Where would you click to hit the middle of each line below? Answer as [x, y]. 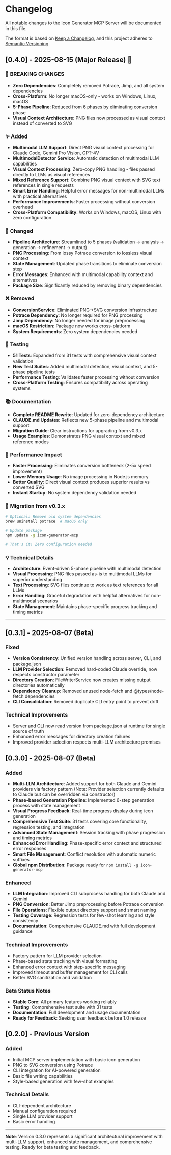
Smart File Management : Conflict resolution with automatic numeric [84, 854]
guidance [22, 931]
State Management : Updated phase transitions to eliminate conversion [87, 264]
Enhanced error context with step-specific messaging [69, 967]
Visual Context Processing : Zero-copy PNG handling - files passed [84, 169]
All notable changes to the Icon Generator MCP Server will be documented [83, 23]
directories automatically [38, 685]
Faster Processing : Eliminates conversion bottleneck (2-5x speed [82, 466]
